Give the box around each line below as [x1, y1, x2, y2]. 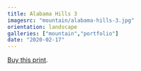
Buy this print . [7, 56, 48, 64]
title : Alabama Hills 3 [7, 10, 78, 18]
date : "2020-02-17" [7, 37, 65, 44]
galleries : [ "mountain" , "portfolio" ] [7, 30, 119, 37]
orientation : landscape [7, 23, 78, 30]
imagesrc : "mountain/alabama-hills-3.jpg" [7, 17, 135, 24]
